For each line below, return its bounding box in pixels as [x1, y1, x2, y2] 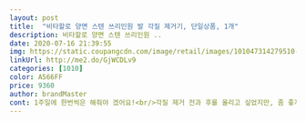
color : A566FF [9, 73, 64, 82]
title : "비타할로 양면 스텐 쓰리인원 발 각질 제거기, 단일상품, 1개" [9, 22, 239, 31]
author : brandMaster [9, 89, 88, 98]
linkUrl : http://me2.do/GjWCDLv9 [9, 55, 137, 65]
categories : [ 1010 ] [9, 65, 84, 74]
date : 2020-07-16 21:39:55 [9, 38, 112, 48]
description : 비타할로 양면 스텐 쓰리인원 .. [9, 30, 162, 39]
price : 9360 [9, 81, 55, 90]
